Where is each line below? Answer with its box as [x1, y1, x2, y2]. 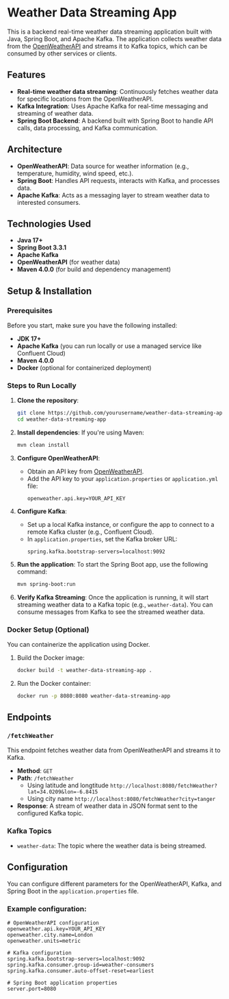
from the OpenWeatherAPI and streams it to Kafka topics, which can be [7, 42, 208, 50]
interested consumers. [16, 198, 81, 206]
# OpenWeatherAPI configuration [7, 920, 99, 926]
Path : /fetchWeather [16, 774, 74, 782]
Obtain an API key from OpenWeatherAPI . [27, 467, 144, 476]
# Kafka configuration [7, 950, 72, 957]
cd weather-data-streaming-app [16, 416, 107, 423]
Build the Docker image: [16, 654, 85, 662]
